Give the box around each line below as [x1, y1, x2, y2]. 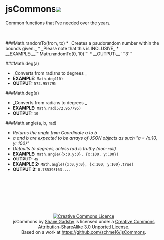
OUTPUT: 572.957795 [12, 80, 56, 86]
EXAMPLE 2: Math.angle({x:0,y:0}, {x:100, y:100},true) [12, 161, 134, 167]
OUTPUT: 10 [12, 110, 39, 116]
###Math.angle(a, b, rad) [5, 120, 57, 126]
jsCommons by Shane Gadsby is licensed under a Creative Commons [12, 218, 155, 224]
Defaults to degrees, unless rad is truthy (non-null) [12, 145, 116, 151]
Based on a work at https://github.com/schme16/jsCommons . [21, 229, 147, 235]
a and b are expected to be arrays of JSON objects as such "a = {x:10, [12, 135, 158, 141]
